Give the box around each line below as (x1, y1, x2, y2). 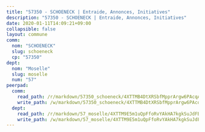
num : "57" (12, 77, 37, 83)
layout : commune (6, 32, 48, 38)
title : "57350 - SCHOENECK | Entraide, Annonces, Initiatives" (6, 9, 171, 15)
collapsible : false (6, 26, 56, 32)
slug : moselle (12, 71, 48, 77)
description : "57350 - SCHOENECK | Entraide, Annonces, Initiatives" (6, 15, 187, 21)
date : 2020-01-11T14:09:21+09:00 (6, 20, 92, 26)
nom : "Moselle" (12, 65, 51, 72)
